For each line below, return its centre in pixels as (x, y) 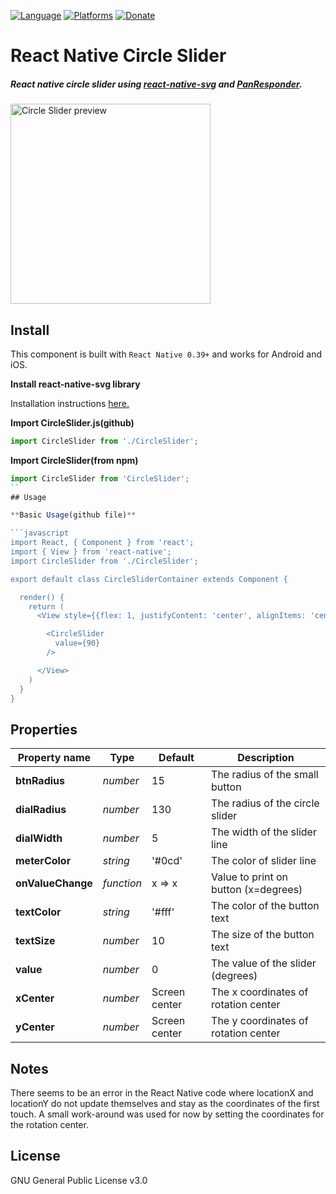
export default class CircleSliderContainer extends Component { (149, 579)
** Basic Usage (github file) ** (73, 515)
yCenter (35, 1027)
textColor (38, 912)
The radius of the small (265, 775)
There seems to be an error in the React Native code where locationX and (162, 1093)
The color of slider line (264, 861)
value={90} (77, 643)
